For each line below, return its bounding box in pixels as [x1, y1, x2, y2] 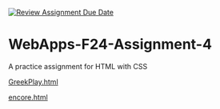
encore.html [8, 92, 48, 102]
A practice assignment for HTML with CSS [8, 61, 148, 71]
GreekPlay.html [8, 76, 58, 87]
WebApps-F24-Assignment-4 [8, 36, 212, 53]
